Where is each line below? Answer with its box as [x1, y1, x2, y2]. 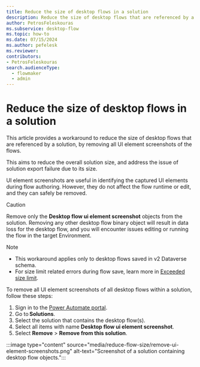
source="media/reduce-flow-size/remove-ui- [66, 341, 179, 348]
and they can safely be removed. [6, 190, 87, 197]
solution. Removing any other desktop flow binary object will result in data [6, 219, 189, 226]
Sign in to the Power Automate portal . [14, 304, 108, 311]
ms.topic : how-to [6, 31, 50, 37]
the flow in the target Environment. [6, 232, 92, 239]
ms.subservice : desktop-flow [6, 25, 79, 32]
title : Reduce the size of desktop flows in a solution [6, 8, 149, 15]
